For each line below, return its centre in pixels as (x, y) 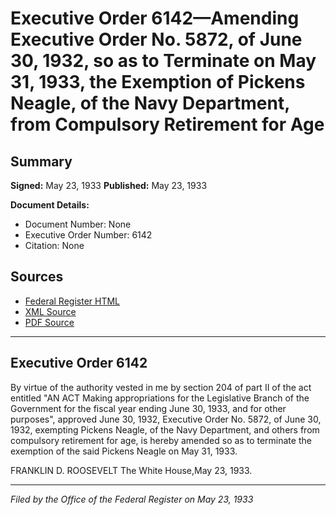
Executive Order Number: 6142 (88, 235)
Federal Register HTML (72, 301)
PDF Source (49, 322)
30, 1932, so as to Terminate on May (163, 61)
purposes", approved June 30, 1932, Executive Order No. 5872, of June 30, (166, 419)
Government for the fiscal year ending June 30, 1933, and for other (148, 408)
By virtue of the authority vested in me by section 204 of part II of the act (161, 387)
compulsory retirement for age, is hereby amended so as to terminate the (161, 440)
